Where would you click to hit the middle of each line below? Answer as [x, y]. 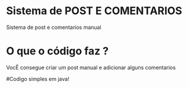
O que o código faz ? [57, 51]
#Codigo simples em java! [38, 79]
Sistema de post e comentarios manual [54, 27]
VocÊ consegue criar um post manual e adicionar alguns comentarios [91, 67]
